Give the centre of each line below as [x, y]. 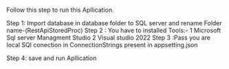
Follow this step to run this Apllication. [60, 10]
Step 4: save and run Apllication [52, 58]
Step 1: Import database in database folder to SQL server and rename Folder [115, 23]
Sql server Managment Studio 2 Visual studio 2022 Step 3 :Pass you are [109, 38]
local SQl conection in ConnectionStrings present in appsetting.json [102, 45]
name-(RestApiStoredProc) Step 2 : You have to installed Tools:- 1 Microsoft [114, 30]
